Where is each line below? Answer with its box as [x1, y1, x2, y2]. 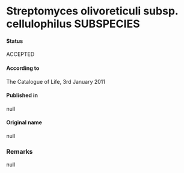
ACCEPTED [6, 51, 35, 58]
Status [6, 37, 23, 45]
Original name [6, 119, 42, 126]
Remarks [6, 147, 33, 156]
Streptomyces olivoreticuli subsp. [6, 4, 179, 18]
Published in [6, 92, 38, 99]
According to [6, 64, 40, 72]
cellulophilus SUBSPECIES [6, 17, 140, 31]
